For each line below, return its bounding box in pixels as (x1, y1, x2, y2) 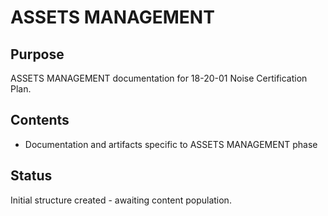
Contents (10, 112, 70, 129)
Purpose (10, 46, 65, 63)
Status (10, 167, 53, 185)
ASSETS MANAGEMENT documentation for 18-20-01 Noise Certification (10, 72, 308, 84)
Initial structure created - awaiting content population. (10, 194, 232, 206)
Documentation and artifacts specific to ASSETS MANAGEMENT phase (24, 138, 318, 150)
